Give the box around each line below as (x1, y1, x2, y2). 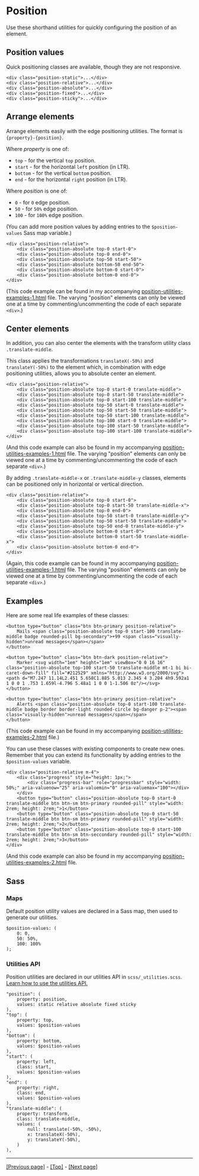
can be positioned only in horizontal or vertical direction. (6, 480, 144, 488)
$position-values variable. (6, 758, 71, 765)
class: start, (17, 1064, 52, 1070)
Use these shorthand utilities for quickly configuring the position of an (6, 24, 177, 31)
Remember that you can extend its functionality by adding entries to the (6, 751, 181, 759)
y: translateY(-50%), (27, 1137, 81, 1143)
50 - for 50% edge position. (14, 205, 79, 212)
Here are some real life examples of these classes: (6, 612, 129, 619)
